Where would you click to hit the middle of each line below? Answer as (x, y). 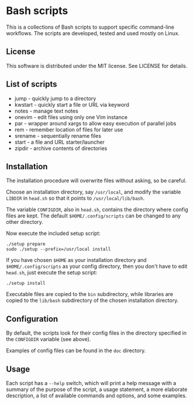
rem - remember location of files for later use (69, 130)
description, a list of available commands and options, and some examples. (96, 396)
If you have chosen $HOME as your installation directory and (77, 260)
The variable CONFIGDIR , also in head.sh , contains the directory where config (97, 210)
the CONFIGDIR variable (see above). (49, 339)
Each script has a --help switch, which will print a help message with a (91, 383)
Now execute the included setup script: (53, 233)
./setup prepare (26, 244)
